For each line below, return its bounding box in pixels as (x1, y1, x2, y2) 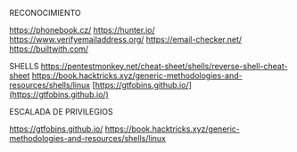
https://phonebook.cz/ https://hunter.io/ (9, 25, 156, 35)
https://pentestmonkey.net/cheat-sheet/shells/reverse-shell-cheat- (40, 61, 288, 71)
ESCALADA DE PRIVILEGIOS (9, 107, 113, 116)
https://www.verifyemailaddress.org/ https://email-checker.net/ (9, 35, 243, 44)
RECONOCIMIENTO (9, 8, 82, 18)
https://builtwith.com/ (9, 44, 89, 54)
